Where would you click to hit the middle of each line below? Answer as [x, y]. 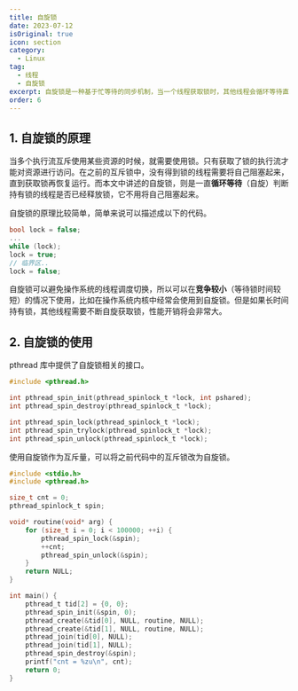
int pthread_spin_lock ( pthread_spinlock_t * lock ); [105, 422]
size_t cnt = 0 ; [39, 498]
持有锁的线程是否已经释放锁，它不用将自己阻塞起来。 [106, 194]
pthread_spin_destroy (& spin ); [81, 654]
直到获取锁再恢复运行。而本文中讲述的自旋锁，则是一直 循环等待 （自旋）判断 [149, 184]
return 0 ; [43, 670]
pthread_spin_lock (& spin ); [91, 538]
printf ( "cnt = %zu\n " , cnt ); [79, 662]
